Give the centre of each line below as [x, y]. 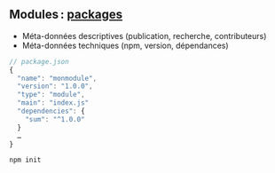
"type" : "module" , [51, 95]
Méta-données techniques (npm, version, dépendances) [125, 45]
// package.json [39, 61]
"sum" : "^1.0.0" [55, 119]
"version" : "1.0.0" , [55, 86]
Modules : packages [66, 15]
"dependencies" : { [51, 111]
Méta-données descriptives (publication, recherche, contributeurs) [144, 35]
